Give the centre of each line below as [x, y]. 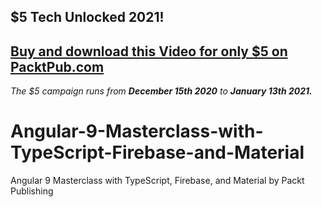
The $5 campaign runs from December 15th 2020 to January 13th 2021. [161, 91]
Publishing [32, 191]
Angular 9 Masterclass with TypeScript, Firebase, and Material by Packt [157, 181]
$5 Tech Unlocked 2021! [87, 17]
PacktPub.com [57, 66]
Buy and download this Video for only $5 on [149, 51]
